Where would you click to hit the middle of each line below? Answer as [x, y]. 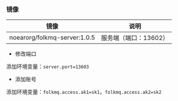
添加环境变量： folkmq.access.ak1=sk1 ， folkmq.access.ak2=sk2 [84, 92]
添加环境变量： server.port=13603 [48, 66]
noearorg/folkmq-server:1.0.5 [52, 38]
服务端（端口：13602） [135, 38]
